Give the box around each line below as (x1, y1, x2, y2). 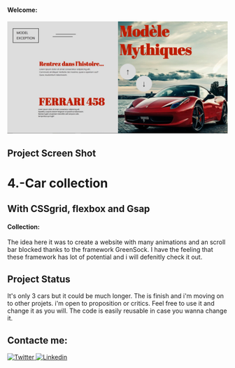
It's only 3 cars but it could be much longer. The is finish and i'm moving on (7, 292, 225, 300)
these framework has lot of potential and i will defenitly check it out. (7, 253, 203, 262)
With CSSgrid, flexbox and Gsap (7, 203, 150, 215)
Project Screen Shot (7, 147, 97, 159)
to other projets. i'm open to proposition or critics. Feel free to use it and (7, 299, 215, 308)
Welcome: (7, 6, 38, 14)
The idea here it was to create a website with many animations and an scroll (7, 238, 226, 246)
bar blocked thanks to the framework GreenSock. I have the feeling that (7, 246, 213, 254)
